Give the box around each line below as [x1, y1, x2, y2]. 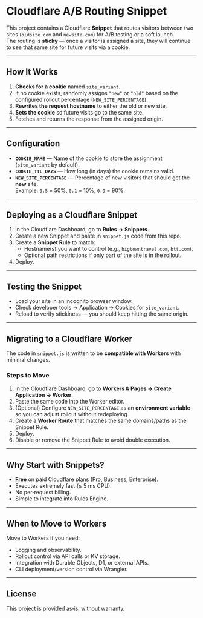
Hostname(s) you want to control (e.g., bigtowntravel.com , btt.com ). [24, 245, 193, 253]
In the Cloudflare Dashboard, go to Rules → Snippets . [14, 226, 149, 233]
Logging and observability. [14, 546, 82, 553]
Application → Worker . [14, 391, 74, 399]
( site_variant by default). [14, 161, 80, 168]
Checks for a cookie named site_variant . [14, 83, 121, 90]
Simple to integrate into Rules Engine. [14, 495, 109, 502]
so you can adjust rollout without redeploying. [14, 411, 129, 418]
